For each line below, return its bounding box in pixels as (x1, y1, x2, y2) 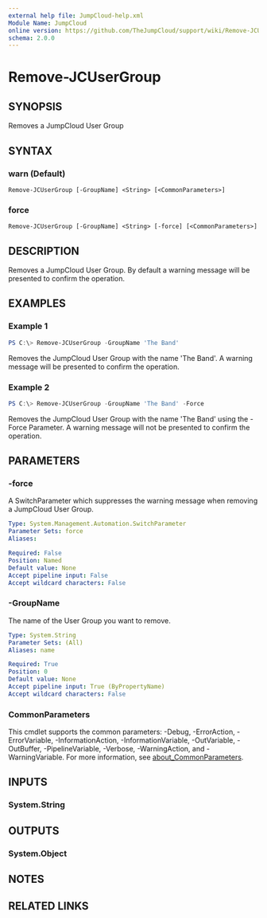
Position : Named (8, 556, 62, 564)
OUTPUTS (8, 824, 60, 838)
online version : (8, 26, 62, 34)
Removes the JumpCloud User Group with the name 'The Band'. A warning (8, 353, 253, 363)
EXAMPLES (8, 296, 66, 311)
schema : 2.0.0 (8, 33, 56, 42)
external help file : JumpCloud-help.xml (8, 11, 145, 20)
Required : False (8, 549, 62, 558)
